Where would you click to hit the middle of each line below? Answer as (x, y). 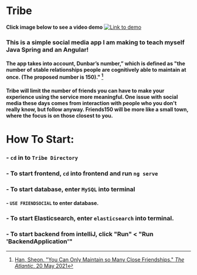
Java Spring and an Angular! (47, 49)
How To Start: (40, 139)
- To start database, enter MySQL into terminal (71, 189)
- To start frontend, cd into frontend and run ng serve (82, 173)
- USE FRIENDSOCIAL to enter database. (52, 203)
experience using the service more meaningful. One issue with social (92, 97)
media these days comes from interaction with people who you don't (91, 103)
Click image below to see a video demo (55, 27)
